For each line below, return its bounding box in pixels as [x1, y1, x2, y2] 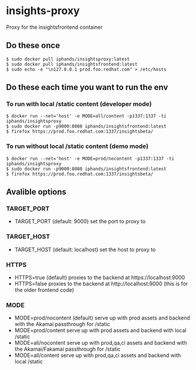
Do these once [6, 41, 60, 51]
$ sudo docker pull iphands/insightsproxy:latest [6, 56, 130, 62]
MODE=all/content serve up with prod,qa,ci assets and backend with [14, 352, 181, 359]
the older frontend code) [14, 287, 75, 294]
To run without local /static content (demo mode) [6, 142, 148, 150]
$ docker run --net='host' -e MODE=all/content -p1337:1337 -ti [6, 113, 167, 119]
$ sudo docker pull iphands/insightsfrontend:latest [6, 61, 138, 67]
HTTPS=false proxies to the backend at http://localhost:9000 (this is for [14, 280, 188, 287]
